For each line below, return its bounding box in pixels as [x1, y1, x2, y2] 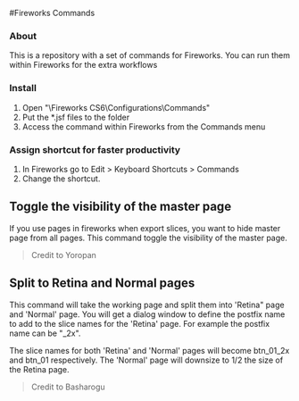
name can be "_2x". [9, 328, 81, 338]
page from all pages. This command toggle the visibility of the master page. [9, 232, 287, 243]
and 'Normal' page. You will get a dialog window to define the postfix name [9, 308, 286, 320]
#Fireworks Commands [9, 8, 96, 18]
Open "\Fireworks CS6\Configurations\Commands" [21, 102, 211, 113]
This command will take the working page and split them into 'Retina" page [9, 299, 285, 310]
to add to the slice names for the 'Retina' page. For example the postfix [9, 318, 270, 329]
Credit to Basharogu [30, 381, 105, 392]
